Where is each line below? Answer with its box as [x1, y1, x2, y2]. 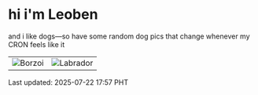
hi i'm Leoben [8, 5, 98, 24]
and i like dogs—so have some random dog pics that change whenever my [8, 31, 250, 41]
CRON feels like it [8, 39, 65, 49]
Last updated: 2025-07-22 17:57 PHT [8, 77, 128, 87]
